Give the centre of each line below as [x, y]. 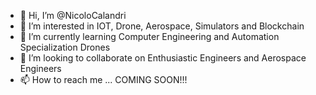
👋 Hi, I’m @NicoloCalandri [73, 15]
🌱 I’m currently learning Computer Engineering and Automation [149, 36]
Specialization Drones [65, 47]
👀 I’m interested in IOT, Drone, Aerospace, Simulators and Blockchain [162, 26]
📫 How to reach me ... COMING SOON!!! [103, 79]
